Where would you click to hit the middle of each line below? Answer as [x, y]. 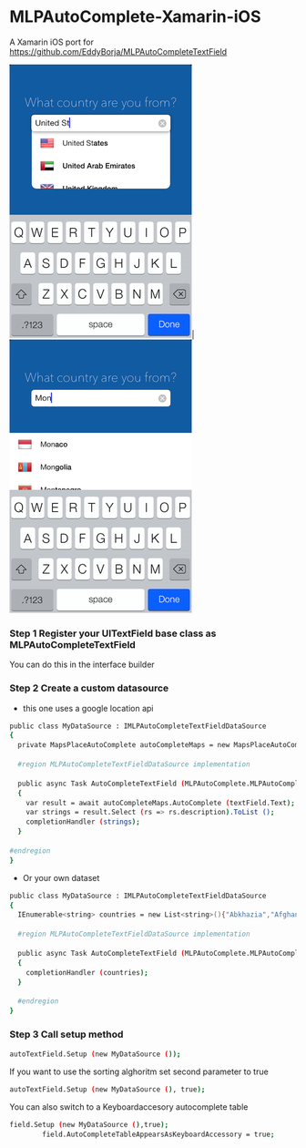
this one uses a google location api [88, 708]
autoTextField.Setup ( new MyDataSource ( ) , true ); [107, 1090]
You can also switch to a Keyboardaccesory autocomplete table [129, 1107]
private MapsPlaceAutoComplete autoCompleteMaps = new [124, 745]
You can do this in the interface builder [82, 665]
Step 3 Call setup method [66, 1034]
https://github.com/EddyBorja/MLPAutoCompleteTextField [118, 51]
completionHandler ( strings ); [83, 822]
